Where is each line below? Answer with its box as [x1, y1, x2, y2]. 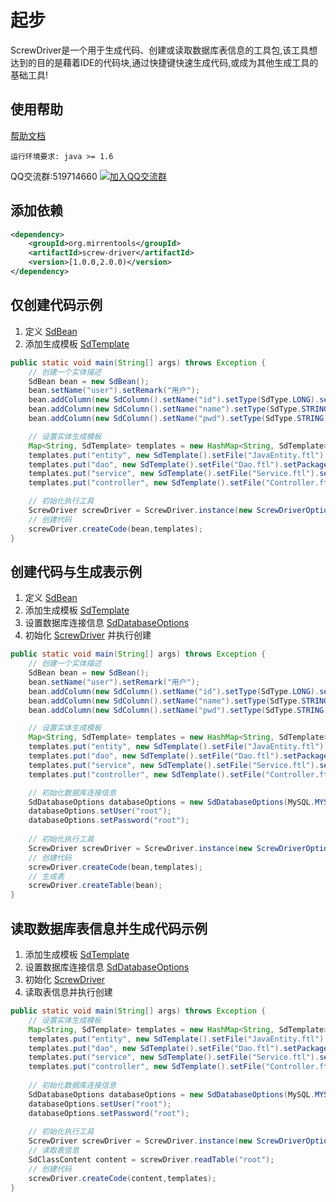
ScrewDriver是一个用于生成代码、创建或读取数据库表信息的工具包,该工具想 [10, 44, 318, 56]
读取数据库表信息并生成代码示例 [10, 920, 208, 937]
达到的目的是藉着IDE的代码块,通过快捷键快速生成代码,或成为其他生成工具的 [10, 56, 319, 68]
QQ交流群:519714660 [10, 170, 98, 182]
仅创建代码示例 [10, 297, 103, 314]
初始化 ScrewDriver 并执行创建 [24, 629, 152, 641]
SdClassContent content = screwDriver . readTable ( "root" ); [28, 1155, 275, 1165]
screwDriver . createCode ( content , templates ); [28, 1173, 217, 1183]
